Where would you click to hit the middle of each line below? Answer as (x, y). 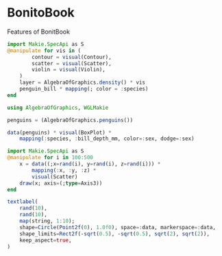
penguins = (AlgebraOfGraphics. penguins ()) (70, 120)
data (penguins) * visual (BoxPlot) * (59, 132)
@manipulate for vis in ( (44, 50)
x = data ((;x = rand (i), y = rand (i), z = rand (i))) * (90, 164)
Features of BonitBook (39, 32)
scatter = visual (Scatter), (72, 63)
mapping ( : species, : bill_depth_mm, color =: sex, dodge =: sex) (107, 139)
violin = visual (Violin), (69, 70)
